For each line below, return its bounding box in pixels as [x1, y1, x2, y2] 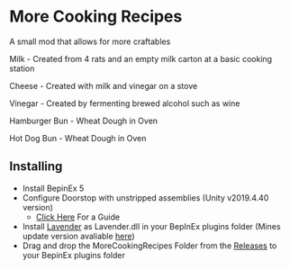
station [9, 63, 35, 74]
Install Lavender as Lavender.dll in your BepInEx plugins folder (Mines [22, 220, 281, 231]
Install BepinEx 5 [22, 183, 85, 193]
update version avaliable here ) [22, 230, 135, 241]
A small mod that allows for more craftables [9, 36, 171, 47]
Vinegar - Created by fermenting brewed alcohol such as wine [9, 97, 240, 109]
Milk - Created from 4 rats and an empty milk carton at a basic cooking [9, 53, 273, 64]
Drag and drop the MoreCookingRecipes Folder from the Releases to [22, 240, 277, 251]
